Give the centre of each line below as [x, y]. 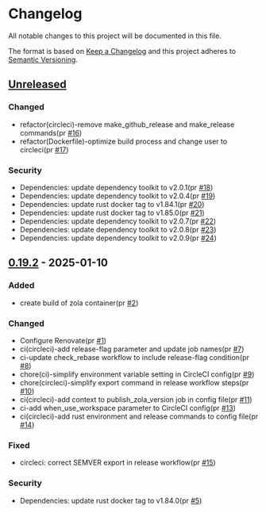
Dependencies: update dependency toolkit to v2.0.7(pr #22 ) [118, 221]
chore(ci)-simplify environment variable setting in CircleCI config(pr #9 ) [137, 374]
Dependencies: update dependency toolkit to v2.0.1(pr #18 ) [116, 187]
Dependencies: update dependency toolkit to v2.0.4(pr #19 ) [118, 196]
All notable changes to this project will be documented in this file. [115, 36]
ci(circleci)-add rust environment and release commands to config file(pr [139, 416]
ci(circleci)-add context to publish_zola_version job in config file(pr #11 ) [136, 399]
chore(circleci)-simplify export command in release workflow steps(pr [134, 382]
